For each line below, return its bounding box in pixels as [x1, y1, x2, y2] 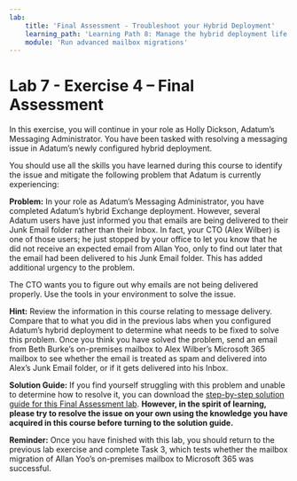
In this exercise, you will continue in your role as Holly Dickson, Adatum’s [9, 124, 275, 135]
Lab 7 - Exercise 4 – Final [9, 76, 195, 96]
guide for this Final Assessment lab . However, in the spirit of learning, [9, 398, 267, 409]
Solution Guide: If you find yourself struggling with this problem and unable [9, 380, 285, 390]
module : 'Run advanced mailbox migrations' [25, 37, 189, 47]
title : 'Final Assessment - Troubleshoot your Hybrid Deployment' [25, 21, 276, 30]
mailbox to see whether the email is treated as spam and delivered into [9, 353, 268, 364]
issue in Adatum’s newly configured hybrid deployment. [9, 143, 213, 154]
